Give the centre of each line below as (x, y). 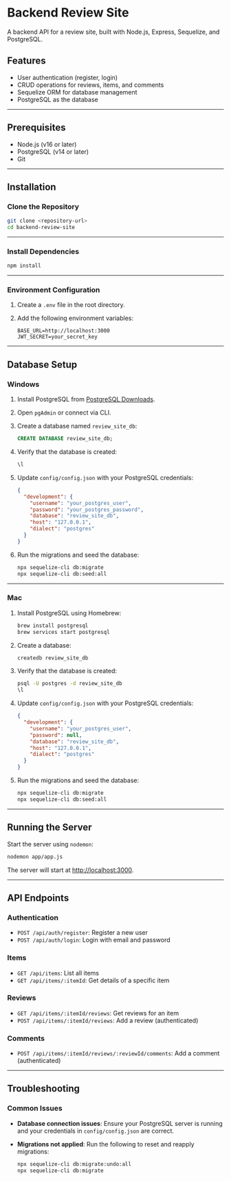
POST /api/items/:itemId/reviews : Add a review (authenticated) (108, 1020)
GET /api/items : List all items (58, 973)
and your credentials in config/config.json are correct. (95, 1131)
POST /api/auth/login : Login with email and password (93, 940)
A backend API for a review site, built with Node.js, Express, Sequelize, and (113, 32)
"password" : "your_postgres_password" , (87, 509)
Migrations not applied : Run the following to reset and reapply (106, 1144)
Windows (23, 384)
